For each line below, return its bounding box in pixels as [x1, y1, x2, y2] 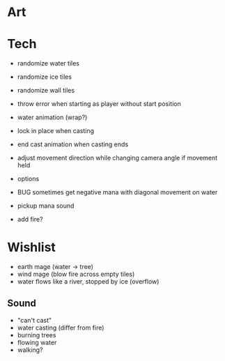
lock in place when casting [17, 127, 95, 135]
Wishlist [7, 240, 56, 255]
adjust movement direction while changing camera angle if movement [17, 154, 218, 162]
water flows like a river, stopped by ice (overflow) [17, 277, 160, 286]
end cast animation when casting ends [17, 140, 129, 148]
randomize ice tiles [17, 72, 72, 81]
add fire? [17, 215, 43, 224]
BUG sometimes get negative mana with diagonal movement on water [17, 188, 218, 197]
